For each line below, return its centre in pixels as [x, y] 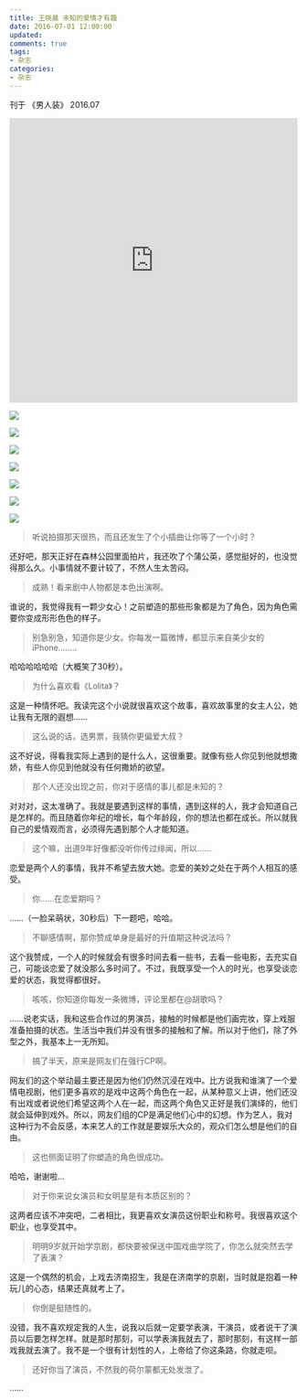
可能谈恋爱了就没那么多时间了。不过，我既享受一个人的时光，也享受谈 [157, 968]
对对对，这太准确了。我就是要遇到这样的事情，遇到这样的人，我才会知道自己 [153, 806]
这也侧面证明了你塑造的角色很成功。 [100, 1157]
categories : [32, 69]
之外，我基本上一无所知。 [65, 1041]
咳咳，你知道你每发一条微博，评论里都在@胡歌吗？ [128, 999]
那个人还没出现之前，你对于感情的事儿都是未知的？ [128, 786]
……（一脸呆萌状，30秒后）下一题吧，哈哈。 [94, 918]
